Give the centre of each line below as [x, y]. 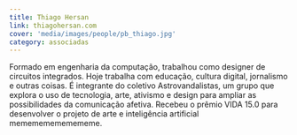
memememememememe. [56, 124]
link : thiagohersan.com [53, 26]
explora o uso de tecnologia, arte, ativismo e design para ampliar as [133, 95]
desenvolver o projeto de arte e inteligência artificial [104, 114]
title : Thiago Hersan [49, 17]
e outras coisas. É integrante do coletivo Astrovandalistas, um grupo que [142, 86]
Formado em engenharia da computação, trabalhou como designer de [137, 67]
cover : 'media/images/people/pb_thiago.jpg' [93, 34]
